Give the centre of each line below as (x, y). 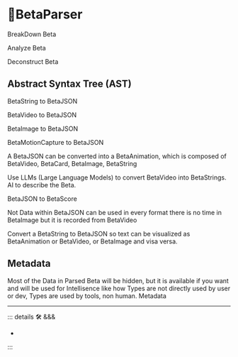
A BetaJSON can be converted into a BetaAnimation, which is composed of (117, 156)
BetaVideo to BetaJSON (42, 115)
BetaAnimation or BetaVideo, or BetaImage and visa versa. (93, 241)
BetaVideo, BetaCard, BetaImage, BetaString (72, 163)
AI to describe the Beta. (42, 185)
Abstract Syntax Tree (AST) (70, 84)
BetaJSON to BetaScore (42, 199)
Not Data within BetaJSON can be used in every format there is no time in (114, 212)
